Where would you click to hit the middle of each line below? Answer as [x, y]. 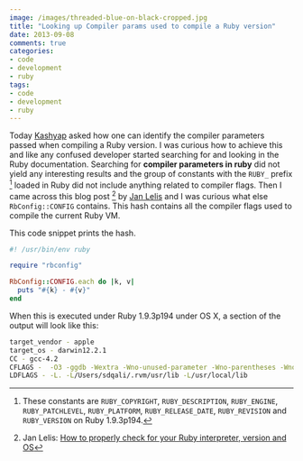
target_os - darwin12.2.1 [58, 350]
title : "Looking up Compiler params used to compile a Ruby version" [143, 26]
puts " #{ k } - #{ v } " [54, 290]
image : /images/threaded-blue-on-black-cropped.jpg [108, 18]
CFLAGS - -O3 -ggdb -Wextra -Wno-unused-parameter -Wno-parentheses [143, 367]
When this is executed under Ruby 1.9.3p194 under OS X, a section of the [145, 316]
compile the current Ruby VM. [65, 215]
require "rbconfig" [46, 266]
